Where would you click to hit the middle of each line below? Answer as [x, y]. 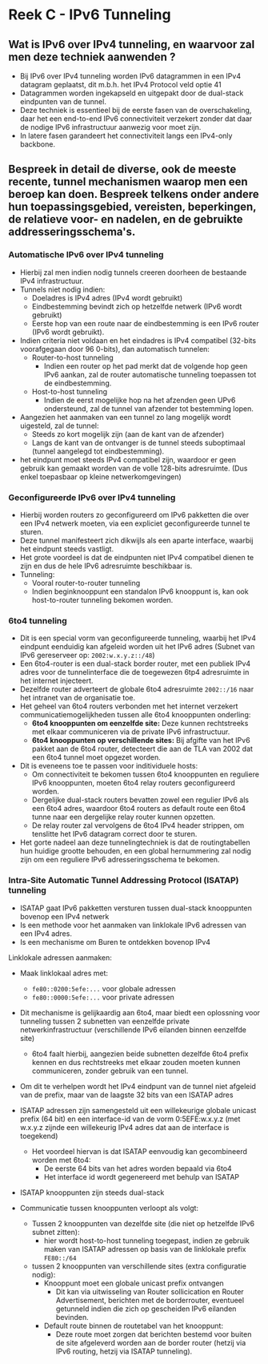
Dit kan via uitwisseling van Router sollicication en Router [150, 1291]
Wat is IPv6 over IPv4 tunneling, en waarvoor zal [132, 44]
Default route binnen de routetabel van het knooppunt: [134, 1326]
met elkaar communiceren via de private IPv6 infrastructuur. [131, 732]
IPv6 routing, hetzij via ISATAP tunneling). [124, 1351]
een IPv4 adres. [46, 933]
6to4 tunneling [38, 620]
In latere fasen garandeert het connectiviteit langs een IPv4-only [126, 135]
